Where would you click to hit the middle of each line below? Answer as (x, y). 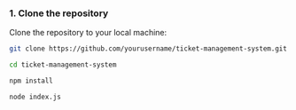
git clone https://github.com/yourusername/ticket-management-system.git (148, 49)
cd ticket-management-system (63, 65)
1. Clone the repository (59, 13)
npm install (31, 81)
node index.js (35, 97)
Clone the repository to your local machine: (88, 33)
